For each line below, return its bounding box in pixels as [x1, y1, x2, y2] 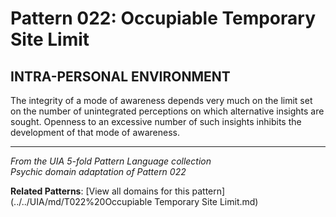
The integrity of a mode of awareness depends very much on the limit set [10, 95, 313, 106]
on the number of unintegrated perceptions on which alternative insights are [10, 105, 325, 117]
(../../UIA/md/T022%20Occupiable [10, 196, 153, 207]
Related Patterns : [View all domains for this [10, 185, 190, 197]
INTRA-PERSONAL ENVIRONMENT [10, 68, 231, 85]
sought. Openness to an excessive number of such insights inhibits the [10, 116, 302, 127]
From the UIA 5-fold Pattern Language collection [10, 155, 212, 167]
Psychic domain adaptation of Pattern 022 [10, 166, 187, 177]
